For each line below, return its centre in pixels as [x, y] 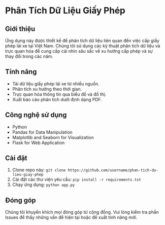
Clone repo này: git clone [39, 170]
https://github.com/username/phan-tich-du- [113, 170]
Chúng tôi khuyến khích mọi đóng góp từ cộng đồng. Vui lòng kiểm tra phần [82, 212]
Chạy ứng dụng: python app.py [43, 185]
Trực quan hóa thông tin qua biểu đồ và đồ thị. [59, 94]
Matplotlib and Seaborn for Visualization [53, 137]
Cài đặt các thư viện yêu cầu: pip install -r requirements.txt [77, 180]
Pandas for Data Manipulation [42, 132]
